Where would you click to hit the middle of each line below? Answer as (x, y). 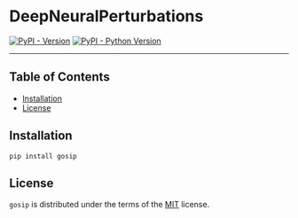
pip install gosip (43, 156)
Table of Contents (60, 77)
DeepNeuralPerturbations (106, 16)
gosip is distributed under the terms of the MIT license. (110, 205)
